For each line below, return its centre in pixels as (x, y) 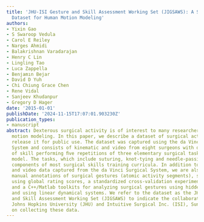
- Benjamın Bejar (28, 74)
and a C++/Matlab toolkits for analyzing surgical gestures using (97, 187)
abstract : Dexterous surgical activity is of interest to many (88, 131)
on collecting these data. (46, 210)
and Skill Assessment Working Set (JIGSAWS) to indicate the (91, 198)
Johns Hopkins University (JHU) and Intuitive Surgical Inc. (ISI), (100, 204)
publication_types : (31, 119)
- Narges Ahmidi (27, 46)
